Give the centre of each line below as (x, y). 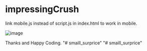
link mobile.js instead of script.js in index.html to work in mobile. (71, 23)
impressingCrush (42, 9)
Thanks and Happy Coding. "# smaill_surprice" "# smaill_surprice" (74, 43)
